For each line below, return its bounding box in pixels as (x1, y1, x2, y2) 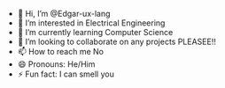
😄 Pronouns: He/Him (17, 59, 96, 70)
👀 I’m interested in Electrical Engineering (17, 18, 166, 28)
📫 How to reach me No (17, 47, 105, 56)
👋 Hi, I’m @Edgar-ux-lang (17, 9, 111, 18)
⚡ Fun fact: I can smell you (17, 69, 115, 79)
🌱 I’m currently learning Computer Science (17, 27, 174, 37)
